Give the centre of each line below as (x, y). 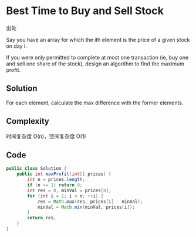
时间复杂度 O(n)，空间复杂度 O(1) (46, 136)
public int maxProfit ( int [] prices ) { (64, 174)
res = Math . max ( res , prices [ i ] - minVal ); (90, 202)
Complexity (28, 121)
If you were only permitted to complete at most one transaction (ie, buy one (97, 57)
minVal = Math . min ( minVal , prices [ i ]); (86, 207)
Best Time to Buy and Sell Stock (85, 11)
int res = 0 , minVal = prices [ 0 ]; (69, 190)
